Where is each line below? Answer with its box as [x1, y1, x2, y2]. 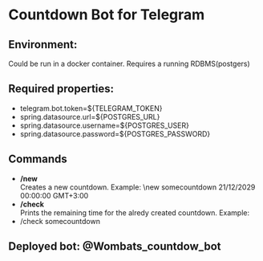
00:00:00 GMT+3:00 [19, 190, 89, 200]
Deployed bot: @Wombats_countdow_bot [8, 239, 221, 254]
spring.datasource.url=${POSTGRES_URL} [19, 112, 160, 121]
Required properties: [8, 82, 115, 96]
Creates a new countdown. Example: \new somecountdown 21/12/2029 [19, 182, 256, 192]
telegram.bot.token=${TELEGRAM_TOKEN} [19, 103, 163, 113]
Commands [8, 153, 68, 166]
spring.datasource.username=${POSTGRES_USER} [19, 120, 190, 130]
